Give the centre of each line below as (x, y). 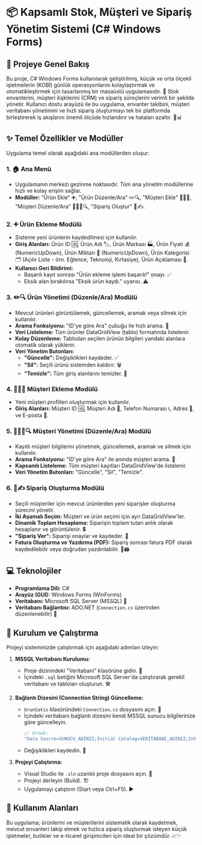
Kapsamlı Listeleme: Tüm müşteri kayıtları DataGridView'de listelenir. (101, 466)
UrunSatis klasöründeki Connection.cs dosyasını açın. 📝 (93, 710)
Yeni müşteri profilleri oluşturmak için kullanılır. (72, 402)
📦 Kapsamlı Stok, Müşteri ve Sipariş (99, 12)
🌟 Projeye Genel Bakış (48, 64)
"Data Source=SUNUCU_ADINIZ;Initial (70, 739)
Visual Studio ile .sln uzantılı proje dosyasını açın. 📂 (88, 773)
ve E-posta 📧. (32, 415)
